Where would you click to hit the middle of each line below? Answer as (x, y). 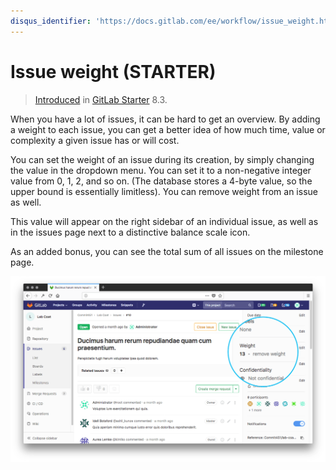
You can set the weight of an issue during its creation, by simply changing (162, 159)
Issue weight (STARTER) (113, 71)
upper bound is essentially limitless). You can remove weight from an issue (164, 191)
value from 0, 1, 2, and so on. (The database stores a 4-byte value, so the (161, 181)
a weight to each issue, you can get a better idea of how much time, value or (168, 129)
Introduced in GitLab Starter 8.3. (101, 99)
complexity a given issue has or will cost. (95, 140)
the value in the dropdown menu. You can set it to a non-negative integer (161, 170)
